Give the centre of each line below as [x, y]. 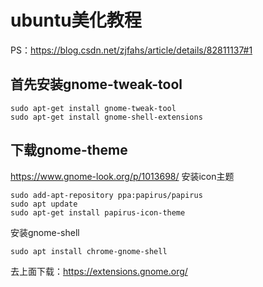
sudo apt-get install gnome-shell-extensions [106, 117]
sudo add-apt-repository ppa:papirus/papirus [106, 195]
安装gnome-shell [45, 232]
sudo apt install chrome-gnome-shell [89, 251]
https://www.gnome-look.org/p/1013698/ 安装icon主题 [122, 176]
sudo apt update [44, 204]
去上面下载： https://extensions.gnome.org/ [99, 271]
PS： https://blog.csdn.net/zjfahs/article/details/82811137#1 [131, 50]
